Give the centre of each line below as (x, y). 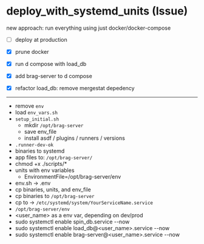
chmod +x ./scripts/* (41, 164)
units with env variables (45, 170)
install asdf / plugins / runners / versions (75, 138)
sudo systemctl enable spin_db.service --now (72, 222)
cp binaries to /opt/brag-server (55, 196)
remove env (29, 106)
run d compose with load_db (51, 64)
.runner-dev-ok (34, 145)
